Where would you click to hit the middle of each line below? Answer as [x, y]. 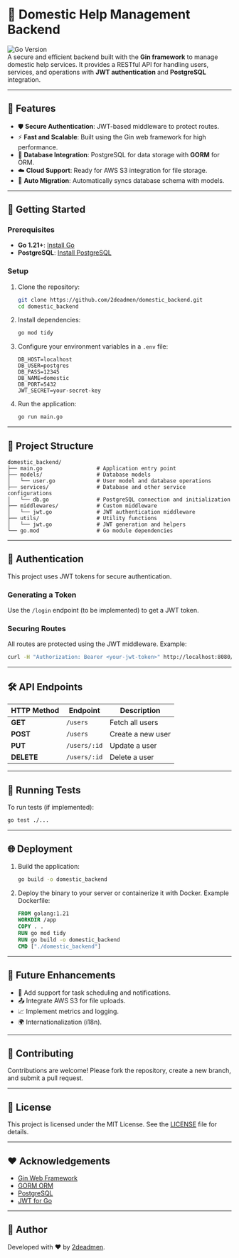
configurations [30, 494]
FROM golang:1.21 [43, 914]
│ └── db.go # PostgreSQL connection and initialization [119, 500]
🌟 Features [32, 109]
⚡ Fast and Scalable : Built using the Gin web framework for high [112, 137]
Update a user [133, 746]
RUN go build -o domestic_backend [69, 940]
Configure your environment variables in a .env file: [93, 347]
